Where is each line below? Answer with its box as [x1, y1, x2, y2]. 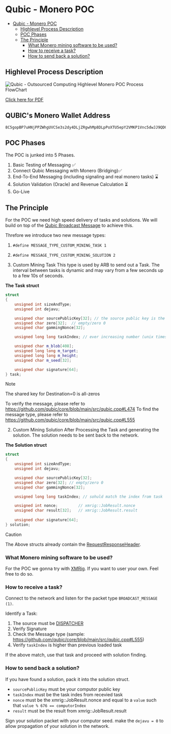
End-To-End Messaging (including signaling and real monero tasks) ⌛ [12, 174, 159, 180]
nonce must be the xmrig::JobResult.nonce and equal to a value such [12, 697, 157, 703]
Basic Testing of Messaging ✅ [12, 162, 76, 168]
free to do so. [5, 571, 34, 577]
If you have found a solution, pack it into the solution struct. [5, 676, 130, 682]
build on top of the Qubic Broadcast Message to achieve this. [5, 223, 134, 229]
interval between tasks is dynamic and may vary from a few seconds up [12, 267, 164, 274]
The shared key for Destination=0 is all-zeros [5, 391, 100, 397]
